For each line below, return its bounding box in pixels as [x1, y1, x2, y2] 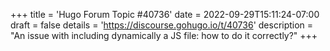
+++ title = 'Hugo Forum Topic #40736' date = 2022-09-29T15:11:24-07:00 [10, 9, 320, 20]
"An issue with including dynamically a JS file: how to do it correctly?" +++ [10, 30, 318, 41]
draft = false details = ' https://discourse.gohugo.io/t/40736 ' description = [10, 19, 314, 31]
